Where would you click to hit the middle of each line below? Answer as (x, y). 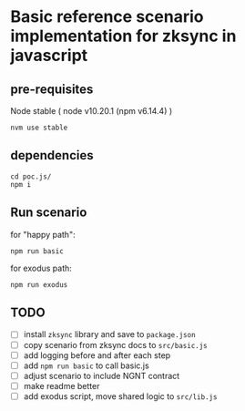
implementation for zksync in (123, 36)
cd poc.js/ (31, 176)
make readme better (61, 385)
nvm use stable (39, 128)
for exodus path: (41, 268)
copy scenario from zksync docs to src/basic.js (115, 344)
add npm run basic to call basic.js (86, 365)
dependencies (52, 155)
